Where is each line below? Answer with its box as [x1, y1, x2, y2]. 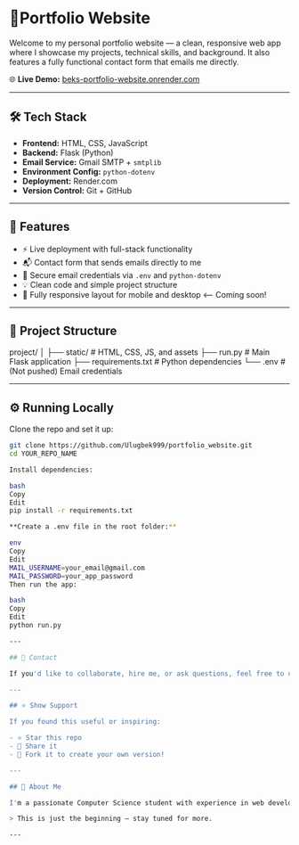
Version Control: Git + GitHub [21, 185, 133, 195]
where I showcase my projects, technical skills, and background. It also [9, 46, 271, 57]
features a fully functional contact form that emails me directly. [9, 56, 239, 67]
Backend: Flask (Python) [21, 147, 114, 158]
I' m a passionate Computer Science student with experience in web [9, 798, 265, 808]
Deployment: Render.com [21, 176, 118, 186]
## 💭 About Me [9, 782, 62, 792]
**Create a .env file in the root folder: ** [9, 522, 177, 531]
